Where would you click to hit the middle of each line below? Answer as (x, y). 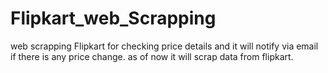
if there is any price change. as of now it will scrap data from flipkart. (152, 56)
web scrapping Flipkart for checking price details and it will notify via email (164, 46)
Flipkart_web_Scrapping (113, 18)
